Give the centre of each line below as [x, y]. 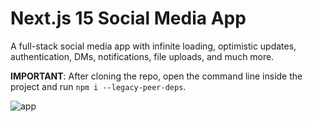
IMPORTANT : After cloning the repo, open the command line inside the [156, 76]
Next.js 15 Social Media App [128, 18]
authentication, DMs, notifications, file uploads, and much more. [142, 56]
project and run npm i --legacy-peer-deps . [98, 86]
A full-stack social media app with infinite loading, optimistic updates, [153, 46]
